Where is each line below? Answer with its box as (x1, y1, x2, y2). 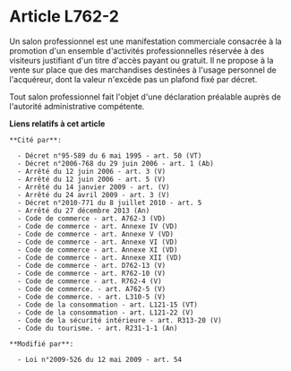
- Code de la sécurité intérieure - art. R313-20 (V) (17, 315, 222, 324)
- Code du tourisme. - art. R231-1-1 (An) (17, 324, 178, 332)
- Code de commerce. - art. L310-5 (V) (17, 292, 167, 301)
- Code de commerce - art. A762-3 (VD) (17, 213, 167, 223)
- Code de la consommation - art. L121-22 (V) (17, 307, 194, 317)
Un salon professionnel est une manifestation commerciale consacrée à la (9, 36, 282, 47)
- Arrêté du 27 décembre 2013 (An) (17, 206, 150, 215)
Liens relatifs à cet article (9, 118, 106, 129)
